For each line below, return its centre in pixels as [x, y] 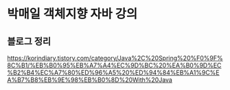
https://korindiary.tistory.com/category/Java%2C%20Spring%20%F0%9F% [115, 58]
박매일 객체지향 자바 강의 [72, 14]
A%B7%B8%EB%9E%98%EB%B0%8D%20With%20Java [90, 80]
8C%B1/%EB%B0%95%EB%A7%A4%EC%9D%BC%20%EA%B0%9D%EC [114, 65]
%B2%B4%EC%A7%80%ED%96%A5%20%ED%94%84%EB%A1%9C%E [113, 73]
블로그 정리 [29, 41]
